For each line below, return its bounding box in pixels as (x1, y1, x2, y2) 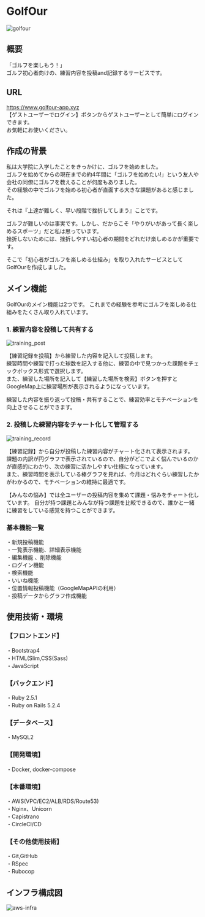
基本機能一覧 (6, 523, 45, 532)
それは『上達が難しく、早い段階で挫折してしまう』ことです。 (6, 207, 161, 214)
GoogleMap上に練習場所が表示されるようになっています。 (6, 383, 153, 390)
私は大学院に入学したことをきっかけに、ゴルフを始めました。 (6, 163, 162, 171)
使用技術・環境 (6, 612, 63, 622)
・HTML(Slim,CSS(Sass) (6, 654, 69, 662)
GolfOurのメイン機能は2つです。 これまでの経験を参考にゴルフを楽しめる (6, 301, 192, 308)
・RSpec (6, 860, 29, 867)
